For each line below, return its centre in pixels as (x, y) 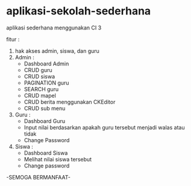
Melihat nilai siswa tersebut (58, 159)
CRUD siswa (39, 76)
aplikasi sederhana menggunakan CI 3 (54, 28)
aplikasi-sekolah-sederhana (79, 11)
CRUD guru (38, 70)
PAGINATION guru (46, 83)
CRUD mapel (40, 95)
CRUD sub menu (45, 108)
